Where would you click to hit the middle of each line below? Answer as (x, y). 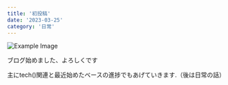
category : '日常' (31, 26)
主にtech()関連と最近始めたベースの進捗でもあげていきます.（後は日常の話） (116, 75)
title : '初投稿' (29, 13)
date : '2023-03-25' (35, 20)
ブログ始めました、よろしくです (53, 60)
